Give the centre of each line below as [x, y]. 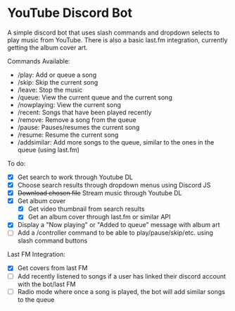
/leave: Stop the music [50, 90]
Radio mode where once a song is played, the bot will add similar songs [121, 291]
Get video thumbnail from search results [86, 209]
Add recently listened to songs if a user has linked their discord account [122, 276]
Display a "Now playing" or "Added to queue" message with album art [119, 225]
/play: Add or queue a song [57, 75]
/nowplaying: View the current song [69, 104]
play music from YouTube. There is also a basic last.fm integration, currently [118, 39]
